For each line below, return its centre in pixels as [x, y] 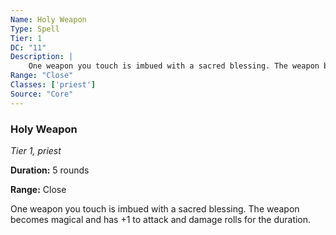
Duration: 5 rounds [50, 170]
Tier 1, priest [36, 150]
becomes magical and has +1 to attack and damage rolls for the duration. [161, 219]
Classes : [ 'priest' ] [53, 85]
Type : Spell [35, 29]
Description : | [42, 57]
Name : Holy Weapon [48, 19]
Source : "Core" [42, 94]
